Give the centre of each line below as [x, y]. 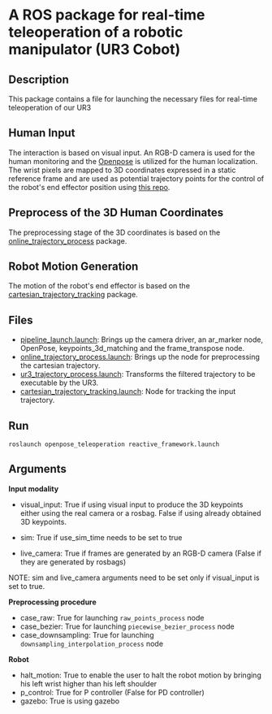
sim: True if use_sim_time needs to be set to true [101, 537]
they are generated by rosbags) [73, 561]
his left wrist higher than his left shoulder [89, 683]
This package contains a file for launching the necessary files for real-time [133, 99]
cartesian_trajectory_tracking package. [73, 295]
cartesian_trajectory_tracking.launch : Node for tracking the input [128, 392]
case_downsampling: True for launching [87, 634]
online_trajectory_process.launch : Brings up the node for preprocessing [140, 357]
